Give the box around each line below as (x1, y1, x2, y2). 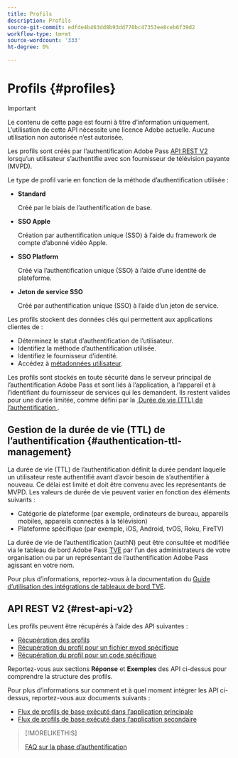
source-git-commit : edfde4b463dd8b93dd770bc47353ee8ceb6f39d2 (7, 24, 195, 31)
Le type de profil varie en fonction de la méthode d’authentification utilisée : (7, 175, 229, 184)
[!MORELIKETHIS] (24, 728, 77, 737)
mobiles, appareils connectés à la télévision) (17, 516, 148, 525)
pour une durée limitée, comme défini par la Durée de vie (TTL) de (7, 395, 203, 404)
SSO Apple (17, 217, 51, 225)
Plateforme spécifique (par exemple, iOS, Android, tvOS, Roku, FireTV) (17, 524, 225, 533)
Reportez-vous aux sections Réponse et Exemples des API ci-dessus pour (7, 664, 227, 673)
